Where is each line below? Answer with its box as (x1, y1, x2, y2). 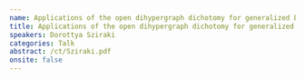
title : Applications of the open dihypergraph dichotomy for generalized (9, 22, 295, 31)
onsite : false (9, 55, 64, 64)
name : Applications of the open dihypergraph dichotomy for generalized (9, 13, 290, 23)
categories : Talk (9, 38, 75, 48)
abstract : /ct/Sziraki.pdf (9, 47, 112, 56)
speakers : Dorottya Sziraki (9, 30, 116, 39)
